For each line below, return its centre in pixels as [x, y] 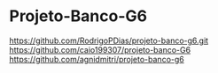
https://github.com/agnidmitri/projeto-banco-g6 [97, 59]
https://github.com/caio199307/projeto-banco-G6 [100, 49]
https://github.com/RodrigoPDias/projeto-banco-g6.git [109, 40]
